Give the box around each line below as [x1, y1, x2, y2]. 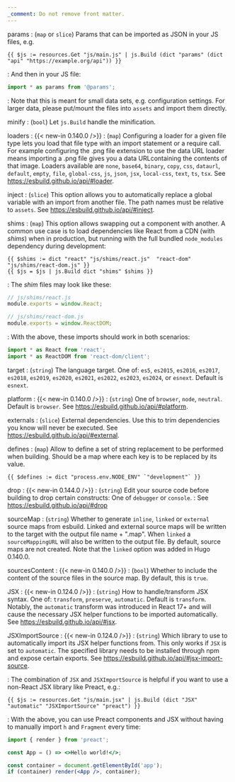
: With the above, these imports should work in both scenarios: [7, 333, 190, 341]
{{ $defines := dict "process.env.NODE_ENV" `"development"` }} [7, 473, 201, 481]
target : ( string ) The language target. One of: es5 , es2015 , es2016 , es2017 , [7, 366, 221, 374]
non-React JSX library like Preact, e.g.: [7, 682, 120, 691]
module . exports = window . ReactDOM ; [7, 320, 113, 327]
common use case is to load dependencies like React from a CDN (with [7, 226, 215, 235]
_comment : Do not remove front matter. [7, 10, 125, 18]
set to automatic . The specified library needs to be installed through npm [7, 646, 219, 654]
